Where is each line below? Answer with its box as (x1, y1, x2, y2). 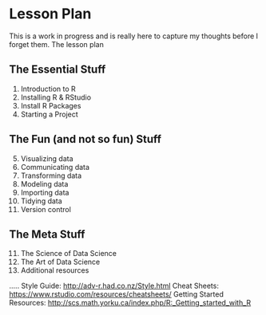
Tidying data (20, 196, 62, 206)
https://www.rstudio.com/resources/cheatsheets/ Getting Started (9, 289, 224, 299)
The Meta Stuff (9, 227, 85, 241)
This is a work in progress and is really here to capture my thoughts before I (9, 31, 259, 41)
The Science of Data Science (20, 249, 117, 258)
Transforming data (20, 171, 82, 180)
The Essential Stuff (9, 63, 106, 77)
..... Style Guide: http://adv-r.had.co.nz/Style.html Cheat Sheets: (9, 281, 219, 291)
